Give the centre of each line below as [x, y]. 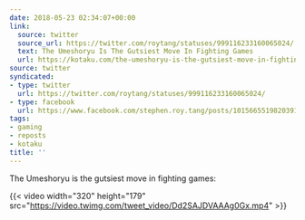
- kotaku [26, 144]
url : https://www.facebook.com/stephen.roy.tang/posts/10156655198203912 [160, 110]
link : [20, 26]
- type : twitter [40, 85]
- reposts [28, 136]
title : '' [28, 152]
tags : [20, 119]
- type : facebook [42, 102]
